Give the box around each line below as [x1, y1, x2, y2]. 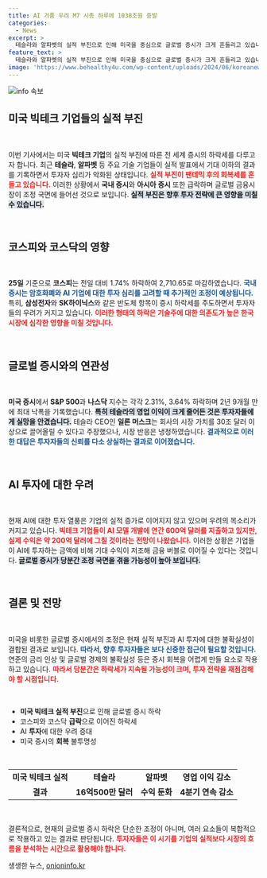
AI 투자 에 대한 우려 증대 [19, 726, 93, 736]
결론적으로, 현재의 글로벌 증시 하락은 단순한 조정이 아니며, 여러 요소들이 [8, 824, 229, 833]
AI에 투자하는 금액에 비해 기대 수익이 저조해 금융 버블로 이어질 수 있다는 [16, 546, 237, 555]
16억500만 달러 [75, 787, 133, 798]
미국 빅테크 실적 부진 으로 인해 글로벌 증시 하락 [19, 706, 161, 716]
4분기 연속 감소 [180, 787, 234, 798]
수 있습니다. [8, 200, 45, 209]
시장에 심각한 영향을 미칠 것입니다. [8, 318, 114, 328]
